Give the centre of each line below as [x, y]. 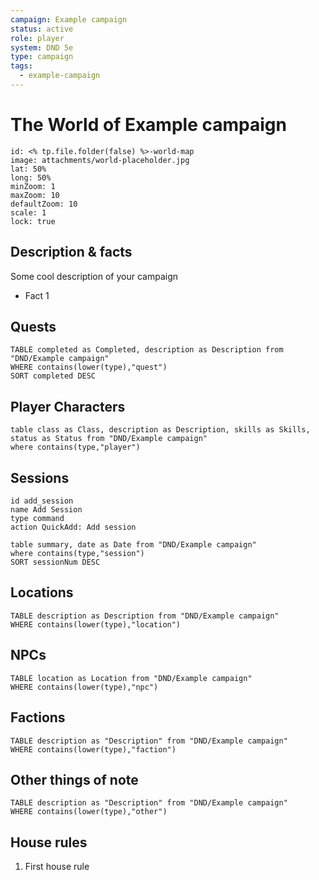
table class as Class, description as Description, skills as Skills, [160, 430]
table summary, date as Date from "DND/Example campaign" [133, 545]
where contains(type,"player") [75, 447]
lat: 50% [28, 169]
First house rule [57, 867]
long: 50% [31, 177]
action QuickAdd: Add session [73, 527]
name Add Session [46, 510]
